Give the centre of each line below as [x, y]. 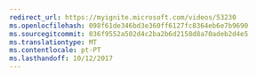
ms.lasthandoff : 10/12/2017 [61, 58]
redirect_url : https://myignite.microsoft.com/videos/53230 [123, 17]
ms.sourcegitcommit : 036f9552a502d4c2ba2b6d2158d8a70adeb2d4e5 [129, 34]
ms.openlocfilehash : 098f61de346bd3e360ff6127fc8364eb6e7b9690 [129, 26]
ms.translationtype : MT [53, 42]
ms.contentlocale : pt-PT [55, 50]
